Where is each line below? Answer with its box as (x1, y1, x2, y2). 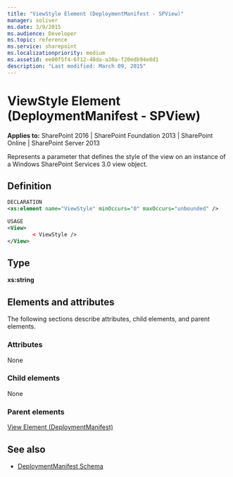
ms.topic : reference (7, 37, 68, 44)
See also (7, 443, 46, 455)
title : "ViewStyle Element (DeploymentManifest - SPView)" (7, 10, 184, 18)
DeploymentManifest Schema (17, 462, 103, 470)
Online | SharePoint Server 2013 (7, 139, 100, 147)
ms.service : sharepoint (7, 43, 77, 50)
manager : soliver (7, 17, 58, 24)
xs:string (7, 276, 34, 284)
